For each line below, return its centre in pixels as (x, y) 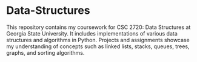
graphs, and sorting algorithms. (45, 52)
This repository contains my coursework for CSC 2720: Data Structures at (98, 27)
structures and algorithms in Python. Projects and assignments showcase (98, 40)
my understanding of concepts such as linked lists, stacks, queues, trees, (98, 46)
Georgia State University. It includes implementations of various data (92, 33)
